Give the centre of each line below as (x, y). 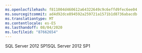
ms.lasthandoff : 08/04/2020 (34, 28)
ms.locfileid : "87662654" (31, 32)
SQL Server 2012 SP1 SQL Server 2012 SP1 (48, 46)
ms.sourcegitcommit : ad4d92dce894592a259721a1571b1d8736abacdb (71, 14)
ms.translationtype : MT (29, 18)
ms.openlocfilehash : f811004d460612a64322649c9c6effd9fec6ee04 (71, 9)
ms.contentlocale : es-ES (30, 23)
